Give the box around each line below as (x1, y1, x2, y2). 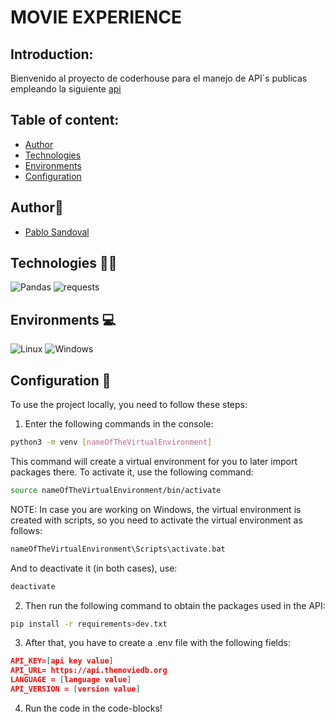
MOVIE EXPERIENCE (10, 6, 183, 29)
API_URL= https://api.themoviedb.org (10, 666, 168, 676)
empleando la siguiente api (10, 83, 122, 95)
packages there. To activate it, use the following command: (10, 466, 254, 478)
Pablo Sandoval (24, 226, 90, 238)
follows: (10, 524, 43, 536)
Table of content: (10, 112, 120, 129)
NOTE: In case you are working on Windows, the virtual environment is (10, 503, 302, 515)
